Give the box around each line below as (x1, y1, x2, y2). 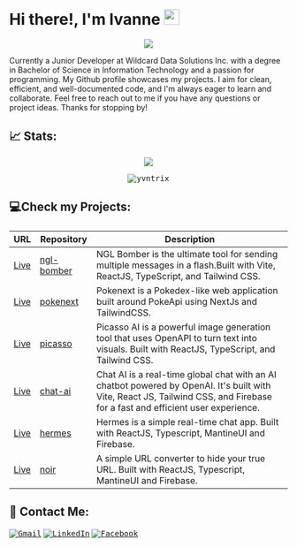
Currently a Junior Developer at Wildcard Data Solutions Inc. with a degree (9, 55, 281, 65)
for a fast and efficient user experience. (95, 402, 261, 414)
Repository (39, 233, 88, 246)
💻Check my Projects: (9, 200, 131, 215)
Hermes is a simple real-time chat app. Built (95, 416, 279, 429)
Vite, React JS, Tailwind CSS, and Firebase (95, 391, 272, 403)
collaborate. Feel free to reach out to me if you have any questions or (9, 93, 261, 103)
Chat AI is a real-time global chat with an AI (95, 368, 277, 381)
